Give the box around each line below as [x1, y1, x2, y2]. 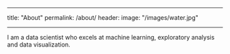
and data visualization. [7, 40, 71, 49]
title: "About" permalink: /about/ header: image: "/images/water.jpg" [7, 14, 199, 21]
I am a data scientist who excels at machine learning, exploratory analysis [7, 33, 215, 41]
